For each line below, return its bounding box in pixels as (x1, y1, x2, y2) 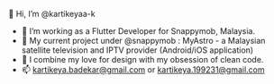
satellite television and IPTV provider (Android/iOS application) (21, 45, 254, 55)
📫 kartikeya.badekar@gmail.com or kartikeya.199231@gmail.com (21, 64, 265, 75)
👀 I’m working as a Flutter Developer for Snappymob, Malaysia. (21, 26, 256, 36)
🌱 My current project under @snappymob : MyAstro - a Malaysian (21, 36, 266, 46)
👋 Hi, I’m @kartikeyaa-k (8, 9, 96, 19)
